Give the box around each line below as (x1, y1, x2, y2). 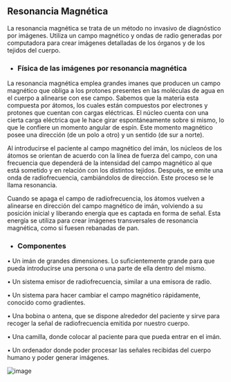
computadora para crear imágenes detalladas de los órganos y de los (7, 38, 205, 47)
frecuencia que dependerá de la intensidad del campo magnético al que (7, 159, 212, 167)
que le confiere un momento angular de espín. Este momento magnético (7, 123, 213, 132)
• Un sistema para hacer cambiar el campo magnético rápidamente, (7, 291, 201, 299)
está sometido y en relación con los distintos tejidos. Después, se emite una (7, 166, 223, 175)
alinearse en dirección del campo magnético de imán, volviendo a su (7, 202, 203, 210)
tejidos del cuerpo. (7, 46, 61, 54)
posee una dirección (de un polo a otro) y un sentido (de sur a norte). (7, 131, 205, 139)
